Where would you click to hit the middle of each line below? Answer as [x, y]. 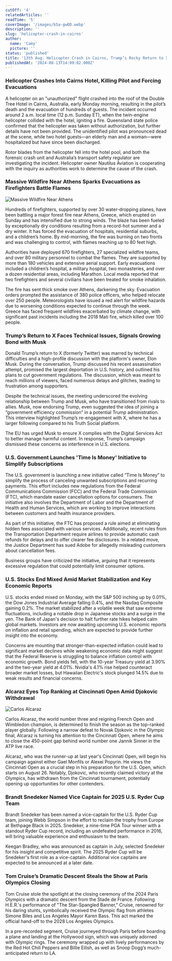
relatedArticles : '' [27, 15]
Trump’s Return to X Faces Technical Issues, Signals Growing [83, 335]
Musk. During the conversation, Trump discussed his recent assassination [83, 364]
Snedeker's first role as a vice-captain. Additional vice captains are [76, 858]
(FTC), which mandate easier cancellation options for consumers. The [79, 497]
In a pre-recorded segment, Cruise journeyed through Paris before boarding [85, 931]
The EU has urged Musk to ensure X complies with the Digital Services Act [84, 433]
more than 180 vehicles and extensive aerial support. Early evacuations [80, 263]
